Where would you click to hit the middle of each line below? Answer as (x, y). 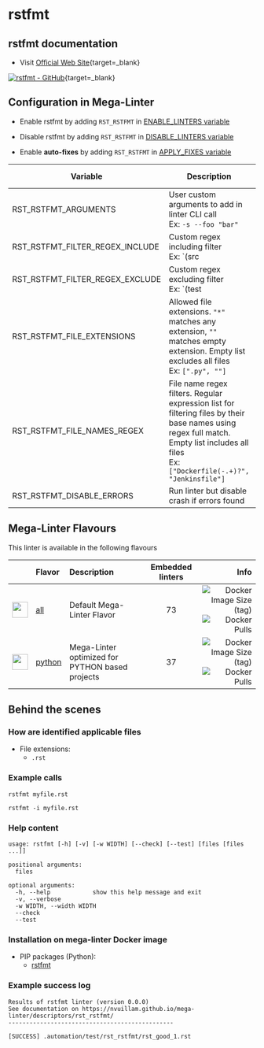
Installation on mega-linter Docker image (88, 939)
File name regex (198, 383)
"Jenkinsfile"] (197, 479)
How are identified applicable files (75, 731)
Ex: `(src (184, 256)
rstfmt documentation (63, 44)
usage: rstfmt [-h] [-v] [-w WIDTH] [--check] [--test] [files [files (126, 844)
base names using (202, 423)
